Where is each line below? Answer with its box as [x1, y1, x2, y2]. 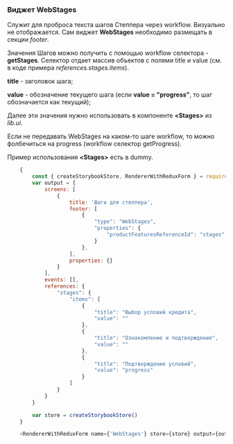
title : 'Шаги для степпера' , [69, 199, 154, 206]
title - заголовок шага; [7, 77, 74, 85]
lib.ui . [7, 119, 23, 127]
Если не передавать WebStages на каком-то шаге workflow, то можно [7, 132, 215, 140]
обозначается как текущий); [7, 98, 92, 106]
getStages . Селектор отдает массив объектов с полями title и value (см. [7, 56, 222, 65]
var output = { [32, 179, 76, 187]
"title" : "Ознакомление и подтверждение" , [94, 335, 218, 342]
